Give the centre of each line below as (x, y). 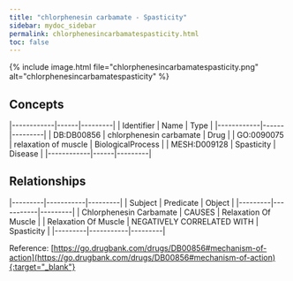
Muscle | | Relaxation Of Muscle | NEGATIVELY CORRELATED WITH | (134, 221)
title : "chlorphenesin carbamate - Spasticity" (98, 17)
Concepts (37, 104)
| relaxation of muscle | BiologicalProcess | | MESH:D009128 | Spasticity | (143, 144)
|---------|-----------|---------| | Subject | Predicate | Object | (122, 202)
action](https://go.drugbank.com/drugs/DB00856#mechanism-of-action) (143, 257)
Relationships (48, 182)
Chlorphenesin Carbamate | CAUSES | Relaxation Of (176, 212)
